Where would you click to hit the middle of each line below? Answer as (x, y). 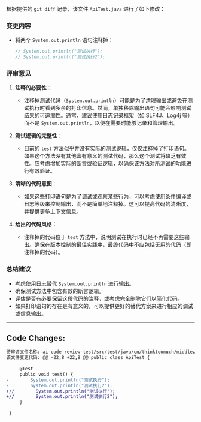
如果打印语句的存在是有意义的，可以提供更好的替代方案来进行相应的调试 (104, 306)
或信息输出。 (31, 313)
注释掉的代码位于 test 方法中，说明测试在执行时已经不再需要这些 (104, 237)
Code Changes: (36, 338)
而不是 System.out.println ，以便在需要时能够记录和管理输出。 (101, 123)
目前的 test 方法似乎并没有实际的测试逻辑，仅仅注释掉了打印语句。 (107, 148)
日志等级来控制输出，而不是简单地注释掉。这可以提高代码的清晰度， (108, 204)
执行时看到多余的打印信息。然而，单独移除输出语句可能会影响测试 (110, 108)
